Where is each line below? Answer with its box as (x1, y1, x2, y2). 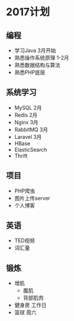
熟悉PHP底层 (14, 69, 46, 76)
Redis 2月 (14, 111, 38, 118)
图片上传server (14, 194, 50, 201)
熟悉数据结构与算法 (14, 62, 61, 68)
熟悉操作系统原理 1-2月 (14, 54, 69, 61)
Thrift (14, 152, 28, 159)
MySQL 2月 (14, 104, 42, 111)
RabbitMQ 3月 (14, 126, 48, 133)
